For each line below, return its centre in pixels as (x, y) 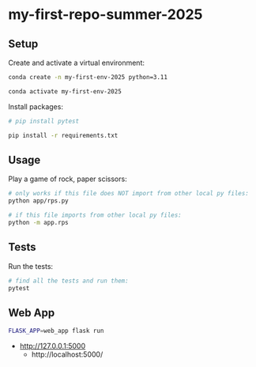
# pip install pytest (44, 121)
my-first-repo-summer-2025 (105, 15)
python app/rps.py (38, 201)
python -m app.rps (38, 222)
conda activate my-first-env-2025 (65, 91)
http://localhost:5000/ (67, 354)
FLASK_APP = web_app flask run (56, 331)
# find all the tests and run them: (68, 281)
